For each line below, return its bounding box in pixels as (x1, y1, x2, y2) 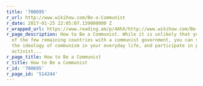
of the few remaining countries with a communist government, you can (11, 37, 193, 43)
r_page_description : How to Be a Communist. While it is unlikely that (6, 31, 190, 38)
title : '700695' (6, 8, 47, 15)
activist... (11, 48, 42, 55)
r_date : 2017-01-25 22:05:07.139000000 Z (6, 20, 112, 26)
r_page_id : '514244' (6, 71, 59, 77)
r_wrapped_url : (6, 25, 45, 32)
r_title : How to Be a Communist (6, 59, 88, 65)
